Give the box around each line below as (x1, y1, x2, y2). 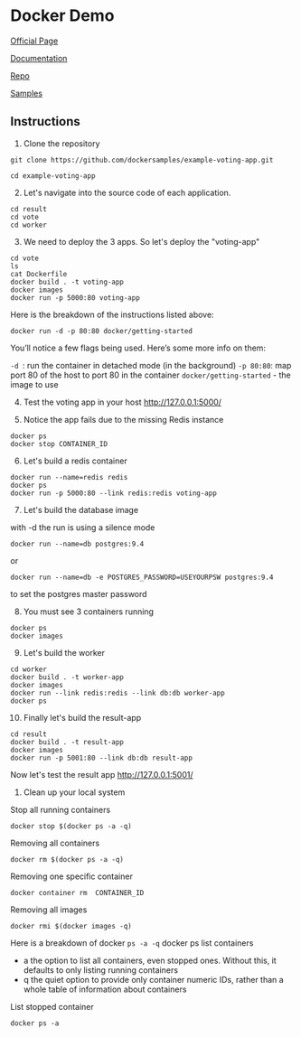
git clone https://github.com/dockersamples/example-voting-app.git (10, 155, 274, 164)
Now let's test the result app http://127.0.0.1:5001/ (10, 769, 193, 780)
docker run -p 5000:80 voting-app (10, 293, 141, 303)
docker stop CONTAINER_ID (10, 439, 108, 448)
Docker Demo (10, 5, 115, 26)
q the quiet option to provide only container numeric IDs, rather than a (23, 974, 284, 985)
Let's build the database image (23, 504, 139, 515)
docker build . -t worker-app (10, 672, 125, 682)
